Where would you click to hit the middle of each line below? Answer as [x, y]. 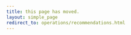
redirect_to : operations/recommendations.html [66, 23]
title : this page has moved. [43, 12]
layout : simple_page [32, 17]
